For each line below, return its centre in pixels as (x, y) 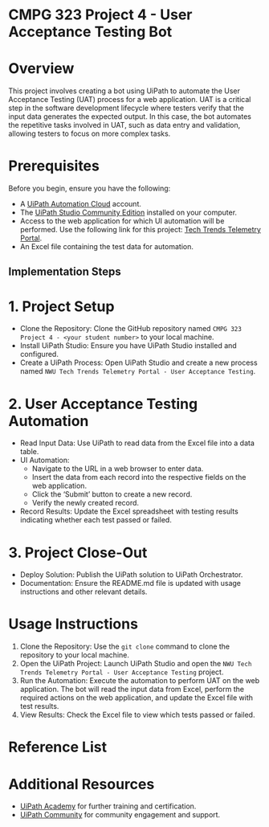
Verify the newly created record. (85, 503)
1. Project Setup (61, 306)
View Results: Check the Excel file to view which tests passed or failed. (137, 715)
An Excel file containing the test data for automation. (107, 247)
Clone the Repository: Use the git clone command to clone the (125, 647)
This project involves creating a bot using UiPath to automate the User (124, 91)
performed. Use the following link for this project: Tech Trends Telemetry (140, 230)
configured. (39, 354)
